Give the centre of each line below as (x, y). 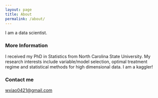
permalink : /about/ (25, 19)
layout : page (19, 10)
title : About (19, 14)
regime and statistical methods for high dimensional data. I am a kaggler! (79, 66)
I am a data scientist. (26, 33)
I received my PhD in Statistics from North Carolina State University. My (78, 56)
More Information (26, 46)
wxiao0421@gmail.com (29, 90)
